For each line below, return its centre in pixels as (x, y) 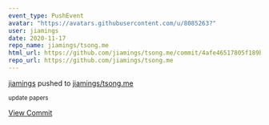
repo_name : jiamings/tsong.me (59, 46)
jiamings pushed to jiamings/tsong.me (71, 83)
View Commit (30, 112)
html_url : (25, 53)
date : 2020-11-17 (37, 38)
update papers (28, 98)
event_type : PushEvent (46, 16)
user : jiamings (34, 30)
